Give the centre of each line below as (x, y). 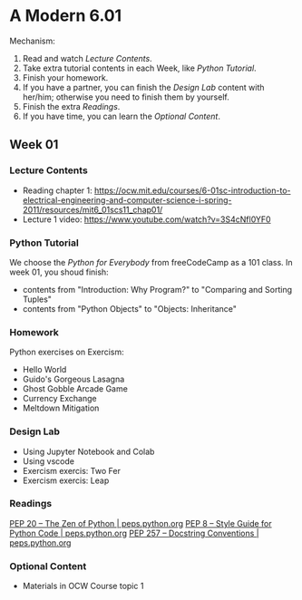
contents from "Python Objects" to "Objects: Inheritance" (130, 308)
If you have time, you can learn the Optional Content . (121, 116)
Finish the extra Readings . (71, 106)
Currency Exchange (59, 399)
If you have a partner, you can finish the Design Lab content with (143, 87)
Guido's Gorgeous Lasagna (73, 379)
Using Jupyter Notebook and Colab (88, 451)
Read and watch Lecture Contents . (87, 58)
